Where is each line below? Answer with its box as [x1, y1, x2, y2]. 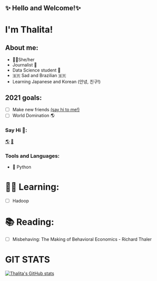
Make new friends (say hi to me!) [12, 107, 80, 113]
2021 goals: [5, 93, 42, 102]
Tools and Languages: [5, 152, 60, 159]
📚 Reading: [5, 216, 55, 228]
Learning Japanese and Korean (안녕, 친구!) [12, 79, 101, 85]
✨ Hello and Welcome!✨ [5, 4, 81, 12]
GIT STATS [5, 254, 50, 265]
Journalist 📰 [12, 62, 37, 68]
